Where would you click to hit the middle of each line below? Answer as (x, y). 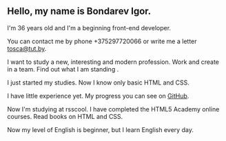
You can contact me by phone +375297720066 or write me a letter (102, 41)
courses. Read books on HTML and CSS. (65, 116)
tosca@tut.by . (27, 48)
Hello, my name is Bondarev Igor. (79, 11)
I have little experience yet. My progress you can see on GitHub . (98, 96)
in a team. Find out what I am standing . (63, 69)
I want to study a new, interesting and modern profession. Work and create (113, 62)
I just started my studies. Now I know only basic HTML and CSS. (98, 83)
